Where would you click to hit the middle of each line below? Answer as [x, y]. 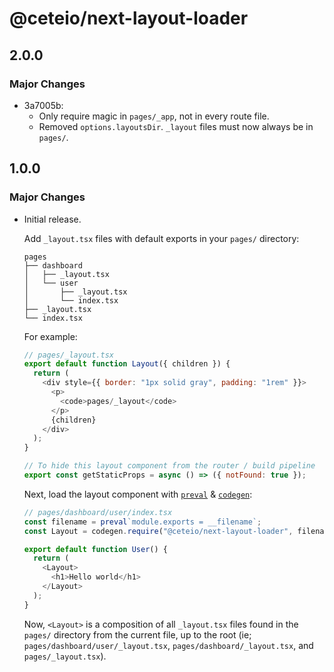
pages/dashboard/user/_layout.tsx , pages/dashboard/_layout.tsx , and [168, 645]
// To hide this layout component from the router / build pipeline [169, 466]
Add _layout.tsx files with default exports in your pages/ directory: [161, 238]
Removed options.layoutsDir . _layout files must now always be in [176, 126]
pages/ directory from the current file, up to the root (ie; [137, 634]
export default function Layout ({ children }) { [127, 364]
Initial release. [52, 219]
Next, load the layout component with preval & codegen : [138, 494]
